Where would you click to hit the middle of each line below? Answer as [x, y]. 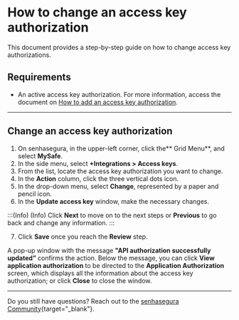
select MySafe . [40, 156]
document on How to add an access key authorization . [97, 102]
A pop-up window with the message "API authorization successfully [109, 250]
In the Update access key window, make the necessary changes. [113, 201]
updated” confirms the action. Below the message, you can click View [111, 258]
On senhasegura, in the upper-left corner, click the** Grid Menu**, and [121, 148]
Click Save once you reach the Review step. [83, 237]
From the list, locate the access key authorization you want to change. [120, 171]
